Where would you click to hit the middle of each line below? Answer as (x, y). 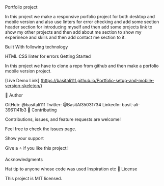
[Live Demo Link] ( (24, 81)
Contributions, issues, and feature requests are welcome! (63, 119)
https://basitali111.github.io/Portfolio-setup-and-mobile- (98, 81)
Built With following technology (37, 47)
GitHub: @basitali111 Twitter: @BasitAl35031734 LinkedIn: (63, 105)
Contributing (44, 110)
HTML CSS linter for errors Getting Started (48, 56)
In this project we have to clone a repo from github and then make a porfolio (82, 66)
